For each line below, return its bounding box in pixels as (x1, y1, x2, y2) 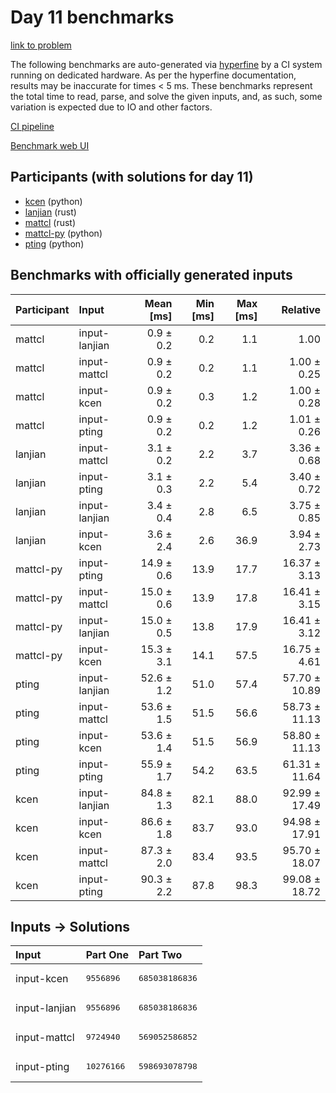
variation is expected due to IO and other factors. (10, 101, 213, 113)
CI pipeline (10, 120, 55, 132)
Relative (281, 302, 321, 316)
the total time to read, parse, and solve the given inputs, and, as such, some (10, 90, 323, 102)
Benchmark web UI (10, 139, 90, 151)
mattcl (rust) (24, 216, 77, 228)
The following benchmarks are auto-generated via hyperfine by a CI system (10, 58, 323, 70)
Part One (85, 948, 129, 962)
